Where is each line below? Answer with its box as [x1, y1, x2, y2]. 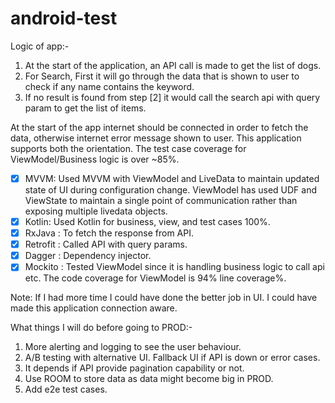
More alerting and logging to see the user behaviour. [24, 341, 242, 353]
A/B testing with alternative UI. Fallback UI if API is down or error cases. [24, 352, 321, 364]
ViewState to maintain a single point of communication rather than [24, 195, 298, 206]
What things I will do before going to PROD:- [10, 322, 193, 334]
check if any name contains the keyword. [24, 80, 195, 92]
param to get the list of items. [24, 102, 147, 114]
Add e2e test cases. [24, 383, 108, 396]
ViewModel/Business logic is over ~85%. [10, 153, 180, 165]
